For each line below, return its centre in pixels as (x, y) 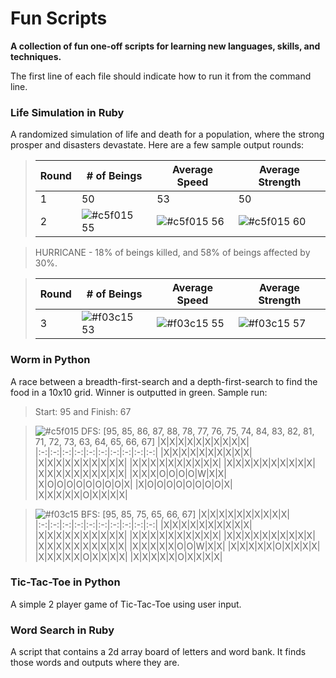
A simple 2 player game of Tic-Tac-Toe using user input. (126, 604)
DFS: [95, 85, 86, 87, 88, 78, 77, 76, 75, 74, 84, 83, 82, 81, (197, 431)
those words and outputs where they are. (95, 663)
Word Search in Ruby (62, 630)
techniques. (36, 56)
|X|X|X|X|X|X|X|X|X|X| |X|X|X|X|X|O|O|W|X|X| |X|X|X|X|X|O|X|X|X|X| (177, 546)
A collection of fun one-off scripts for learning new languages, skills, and (165, 46)
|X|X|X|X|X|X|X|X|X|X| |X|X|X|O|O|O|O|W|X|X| (131, 473)
